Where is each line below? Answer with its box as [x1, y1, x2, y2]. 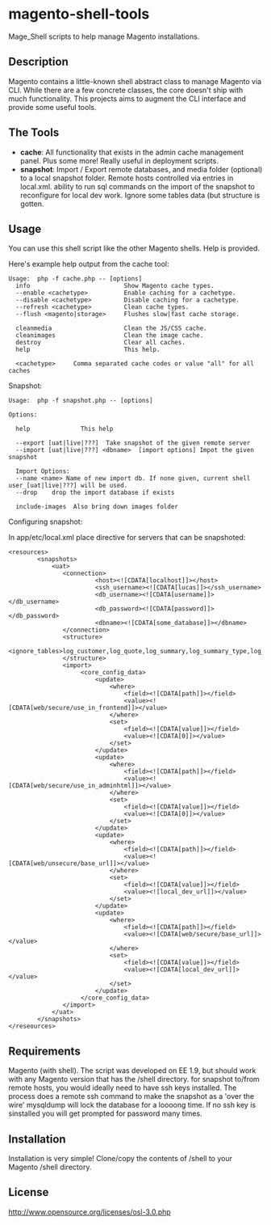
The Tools [8, 126, 60, 140]
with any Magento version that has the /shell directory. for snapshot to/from [8, 1075, 260, 1084]
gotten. [19, 199, 44, 209]
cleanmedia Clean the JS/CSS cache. [15, 324, 207, 332]
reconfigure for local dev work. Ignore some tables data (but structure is [19, 190, 261, 200]
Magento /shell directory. [8, 1162, 92, 1172]
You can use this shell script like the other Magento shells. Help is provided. [8, 243, 261, 253]
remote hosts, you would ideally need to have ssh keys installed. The [8, 1083, 237, 1092]
